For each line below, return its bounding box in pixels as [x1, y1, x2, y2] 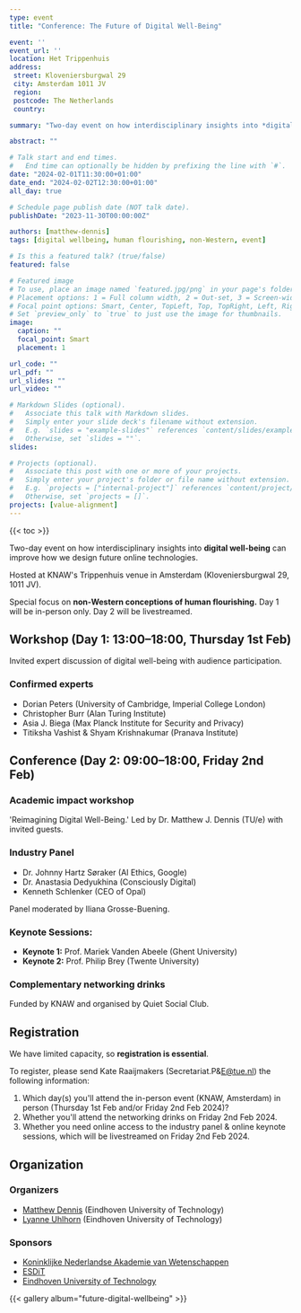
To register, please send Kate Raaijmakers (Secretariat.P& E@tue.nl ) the [9, 1066, 271, 1077]
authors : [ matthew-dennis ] [9, 227, 110, 236]
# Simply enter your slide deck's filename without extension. [9, 418, 258, 427]
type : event [9, 13, 54, 22]
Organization [9, 1157, 83, 1172]
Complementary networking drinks [9, 978, 166, 991]
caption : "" [17, 327, 63, 336]
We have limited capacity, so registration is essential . [9, 1048, 209, 1060]
